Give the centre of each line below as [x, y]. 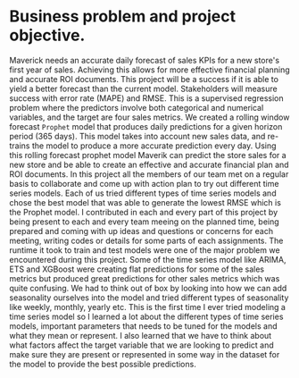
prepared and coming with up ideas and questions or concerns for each [141, 231]
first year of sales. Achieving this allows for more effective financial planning [149, 70]
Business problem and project [123, 17]
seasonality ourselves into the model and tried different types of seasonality [149, 298]
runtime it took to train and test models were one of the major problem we [145, 250]
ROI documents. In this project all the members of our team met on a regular [149, 174]
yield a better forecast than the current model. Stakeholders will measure [144, 88]
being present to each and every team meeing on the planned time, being [144, 222]
